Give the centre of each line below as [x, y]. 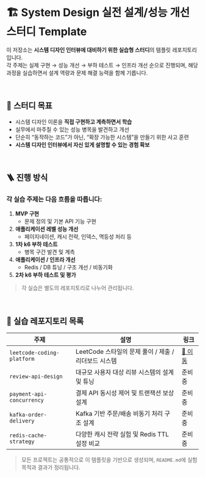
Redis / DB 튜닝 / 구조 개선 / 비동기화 [68, 268]
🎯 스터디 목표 [30, 106]
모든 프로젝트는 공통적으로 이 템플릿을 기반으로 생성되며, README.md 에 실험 [109, 460]
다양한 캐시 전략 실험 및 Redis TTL [122, 434]
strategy [22, 442]
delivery [22, 421]
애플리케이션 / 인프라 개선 [45, 260]
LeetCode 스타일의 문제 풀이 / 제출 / [125, 351]
